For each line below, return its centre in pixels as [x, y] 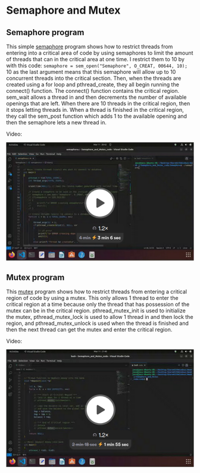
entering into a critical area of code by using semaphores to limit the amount [100, 53]
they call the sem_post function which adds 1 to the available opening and [97, 116]
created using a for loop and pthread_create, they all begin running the [93, 84]
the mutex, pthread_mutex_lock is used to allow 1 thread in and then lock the [100, 317]
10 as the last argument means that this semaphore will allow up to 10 [91, 72]
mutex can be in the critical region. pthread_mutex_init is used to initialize [96, 311]
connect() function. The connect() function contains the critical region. [93, 91]
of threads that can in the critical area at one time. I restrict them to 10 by [95, 59]
